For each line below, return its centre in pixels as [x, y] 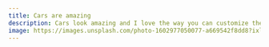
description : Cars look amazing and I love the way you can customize [128, 23]
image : [19, 30]
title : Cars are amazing [50, 16]
